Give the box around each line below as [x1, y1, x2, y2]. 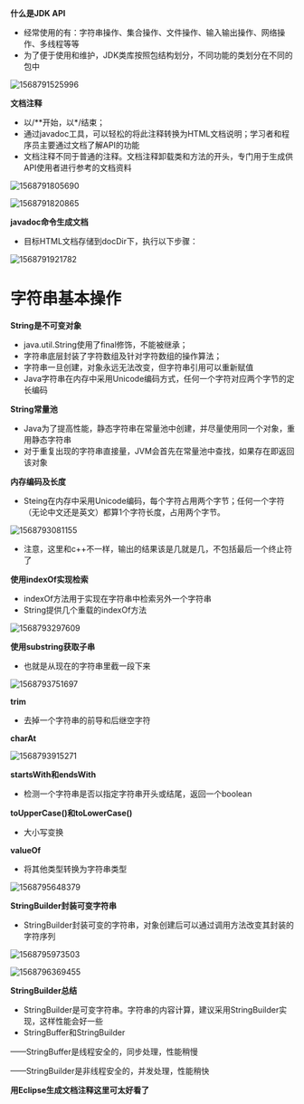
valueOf [10, 844, 42, 855]
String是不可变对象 [10, 319, 82, 330]
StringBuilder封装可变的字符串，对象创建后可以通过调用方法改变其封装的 [23, 919, 295, 930]
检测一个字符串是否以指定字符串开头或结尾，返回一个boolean [23, 788, 252, 799]
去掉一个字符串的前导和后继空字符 [23, 714, 151, 726]
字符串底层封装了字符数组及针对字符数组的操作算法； [23, 350, 223, 361]
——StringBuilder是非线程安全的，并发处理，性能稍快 [10, 1065, 210, 1076]
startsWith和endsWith [10, 768, 97, 780]
